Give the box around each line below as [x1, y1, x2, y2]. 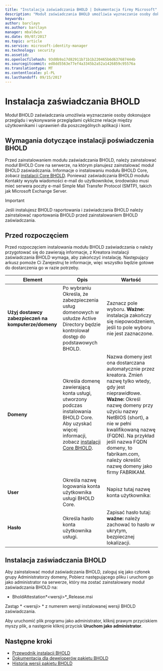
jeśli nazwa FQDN [106, 438, 147, 445]
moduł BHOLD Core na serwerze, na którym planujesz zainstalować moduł [5, 162, 154, 168]
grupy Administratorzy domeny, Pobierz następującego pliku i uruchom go [5, 574, 154, 580]
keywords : [5, 16, 25, 21]
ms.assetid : [5, 52, 29, 57]
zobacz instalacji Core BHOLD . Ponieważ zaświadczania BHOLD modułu [5, 172, 149, 178]
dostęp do [62, 333, 86, 340]
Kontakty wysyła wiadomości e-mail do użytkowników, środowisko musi [5, 178, 149, 183]
